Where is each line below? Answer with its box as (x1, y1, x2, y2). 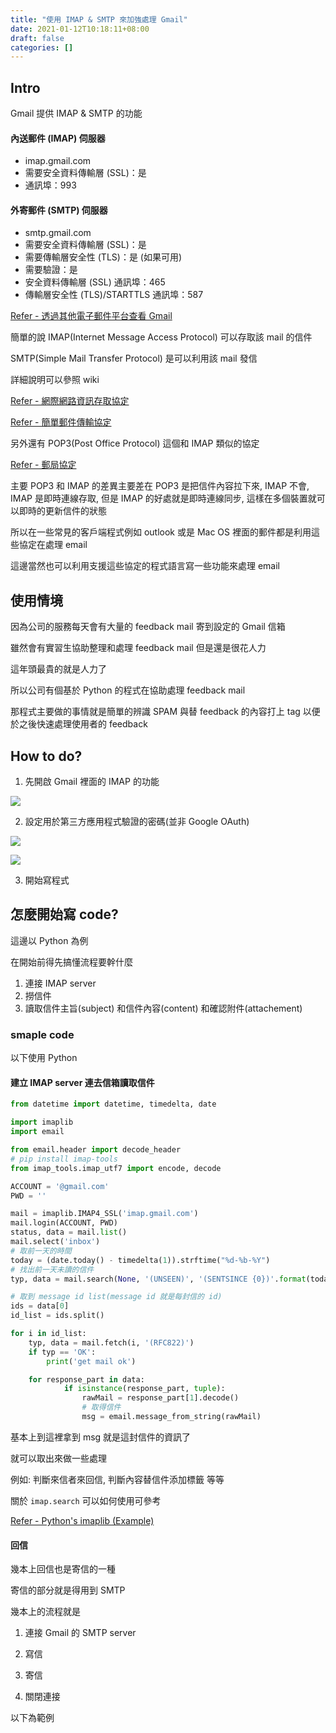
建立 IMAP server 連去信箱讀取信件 (10, 1076, 155, 1088)
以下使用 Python (10, 1052, 78, 1064)
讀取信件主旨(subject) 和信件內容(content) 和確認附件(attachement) (24, 1002, 303, 1014)
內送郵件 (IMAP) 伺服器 (10, 132, 106, 144)
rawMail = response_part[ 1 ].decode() (81, 1393, 240, 1403)
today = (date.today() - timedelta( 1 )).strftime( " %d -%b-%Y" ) (10, 1255, 271, 1265)
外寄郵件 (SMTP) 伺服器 (10, 204, 108, 216)
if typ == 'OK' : (28, 1347, 97, 1357)
